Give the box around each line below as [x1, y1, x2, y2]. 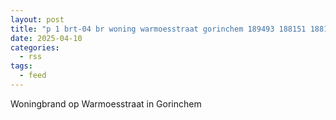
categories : [10, 42, 60, 53]
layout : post [10, 14, 65, 25]
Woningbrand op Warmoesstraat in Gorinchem [10, 97, 202, 110]
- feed [19, 71, 47, 81]
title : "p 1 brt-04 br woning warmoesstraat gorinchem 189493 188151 [10, 24, 307, 34]
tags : [10, 61, 33, 71]
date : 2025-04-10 [10, 33, 83, 43]
